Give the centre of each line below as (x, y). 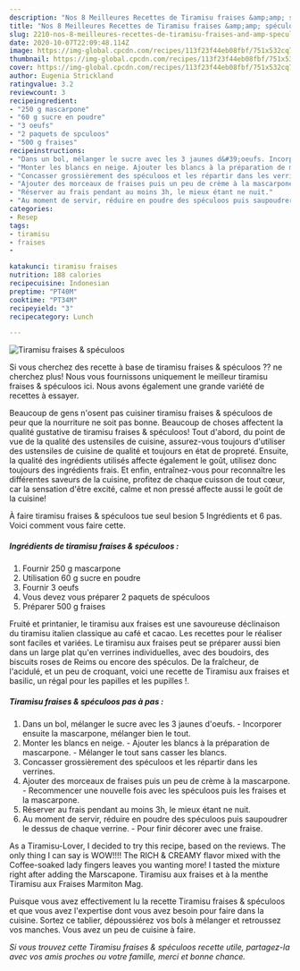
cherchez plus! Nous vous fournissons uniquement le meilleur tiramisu (138, 377)
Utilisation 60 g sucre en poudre (81, 578)
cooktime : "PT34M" (43, 300)
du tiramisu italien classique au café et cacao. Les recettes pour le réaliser (146, 634)
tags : (19, 226)
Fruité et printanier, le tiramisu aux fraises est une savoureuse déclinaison (145, 624)
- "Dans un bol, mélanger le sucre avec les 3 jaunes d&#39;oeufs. (137, 159)
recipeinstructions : (48, 150)
